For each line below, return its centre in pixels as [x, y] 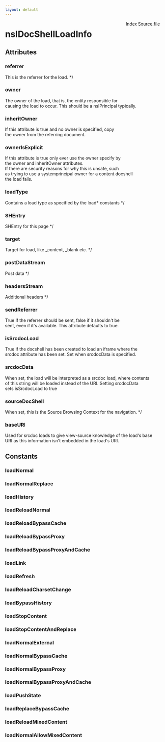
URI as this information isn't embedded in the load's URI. [62, 441]
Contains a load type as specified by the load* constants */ [65, 202]
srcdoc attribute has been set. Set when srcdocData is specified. [71, 354]
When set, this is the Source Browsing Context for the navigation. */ [74, 412]
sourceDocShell [25, 401]
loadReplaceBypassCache [37, 709]
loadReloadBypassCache [36, 523]
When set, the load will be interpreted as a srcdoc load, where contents [77, 378]
